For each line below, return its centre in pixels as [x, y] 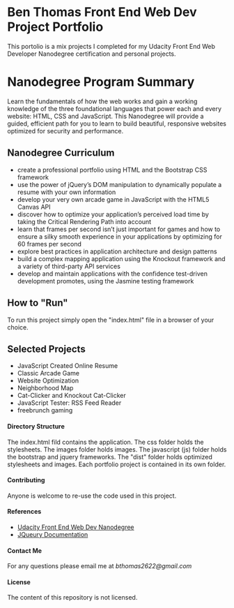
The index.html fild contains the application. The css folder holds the [106, 442]
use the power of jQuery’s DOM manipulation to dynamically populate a [119, 184]
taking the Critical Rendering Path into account [84, 221]
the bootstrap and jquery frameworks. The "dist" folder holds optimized [110, 457]
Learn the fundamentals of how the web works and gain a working [102, 101]
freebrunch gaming [45, 410]
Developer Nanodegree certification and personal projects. [92, 54]
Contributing [26, 480]
